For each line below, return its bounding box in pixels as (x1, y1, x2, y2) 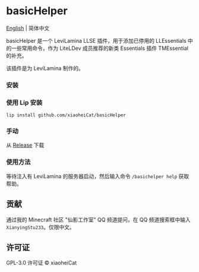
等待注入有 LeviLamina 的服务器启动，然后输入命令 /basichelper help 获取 (6, 172, 189, 179)
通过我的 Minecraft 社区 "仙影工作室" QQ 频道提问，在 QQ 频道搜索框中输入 (6, 216, 191, 223)
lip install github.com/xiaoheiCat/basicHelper (6, 112, 127, 118)
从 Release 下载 (6, 141, 45, 149)
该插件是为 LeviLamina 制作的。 (6, 64, 84, 72)
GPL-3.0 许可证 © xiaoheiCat (6, 260, 77, 267)
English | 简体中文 (6, 24, 50, 31)
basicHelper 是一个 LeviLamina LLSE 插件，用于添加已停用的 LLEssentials (6, 37, 187, 44)
